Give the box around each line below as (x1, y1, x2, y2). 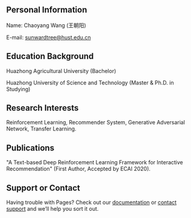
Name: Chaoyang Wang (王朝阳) (6, 21, 86, 29)
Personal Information (6, 5, 87, 15)
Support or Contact (6, 182, 80, 193)
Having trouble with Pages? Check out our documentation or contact (6, 199, 177, 206)
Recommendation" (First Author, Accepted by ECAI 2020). (6, 165, 151, 173)
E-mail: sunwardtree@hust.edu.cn (6, 33, 92, 41)
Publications (6, 143, 55, 153)
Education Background (6, 51, 94, 62)
